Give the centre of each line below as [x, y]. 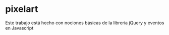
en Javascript [19, 28]
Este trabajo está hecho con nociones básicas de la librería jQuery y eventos [85, 23]
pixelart [22, 9]
